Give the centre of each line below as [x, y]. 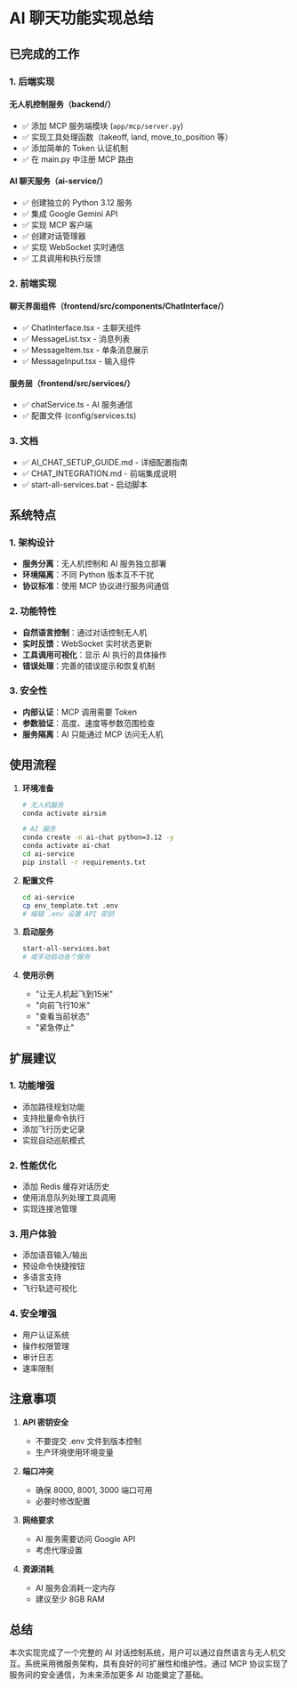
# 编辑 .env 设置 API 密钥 [68, 914]
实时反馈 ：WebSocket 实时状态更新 [87, 643]
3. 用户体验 [33, 1234]
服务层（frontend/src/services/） [72, 383]
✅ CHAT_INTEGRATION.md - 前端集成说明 [99, 473]
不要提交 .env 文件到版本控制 [88, 1441]
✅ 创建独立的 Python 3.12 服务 [77, 202]
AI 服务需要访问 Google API [85, 1539]
